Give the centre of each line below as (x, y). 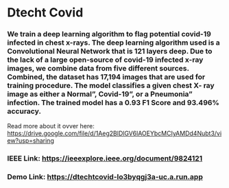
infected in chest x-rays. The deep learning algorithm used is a (114, 43)
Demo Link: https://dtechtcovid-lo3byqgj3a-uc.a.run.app (105, 177)
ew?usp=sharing (31, 141)
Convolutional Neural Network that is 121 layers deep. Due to (110, 51)
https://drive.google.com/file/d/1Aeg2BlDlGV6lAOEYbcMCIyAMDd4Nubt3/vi (114, 133)
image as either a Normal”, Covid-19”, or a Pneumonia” (100, 94)
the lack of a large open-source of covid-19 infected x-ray (105, 60)
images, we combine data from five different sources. (98, 69)
